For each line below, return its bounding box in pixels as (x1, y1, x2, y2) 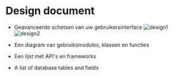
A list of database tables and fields (14, 64, 99, 71)
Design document (5, 4, 95, 18)
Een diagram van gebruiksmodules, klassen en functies (14, 41, 149, 48)
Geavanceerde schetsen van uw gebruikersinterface (14, 24, 143, 31)
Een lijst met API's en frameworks (14, 52, 96, 60)
